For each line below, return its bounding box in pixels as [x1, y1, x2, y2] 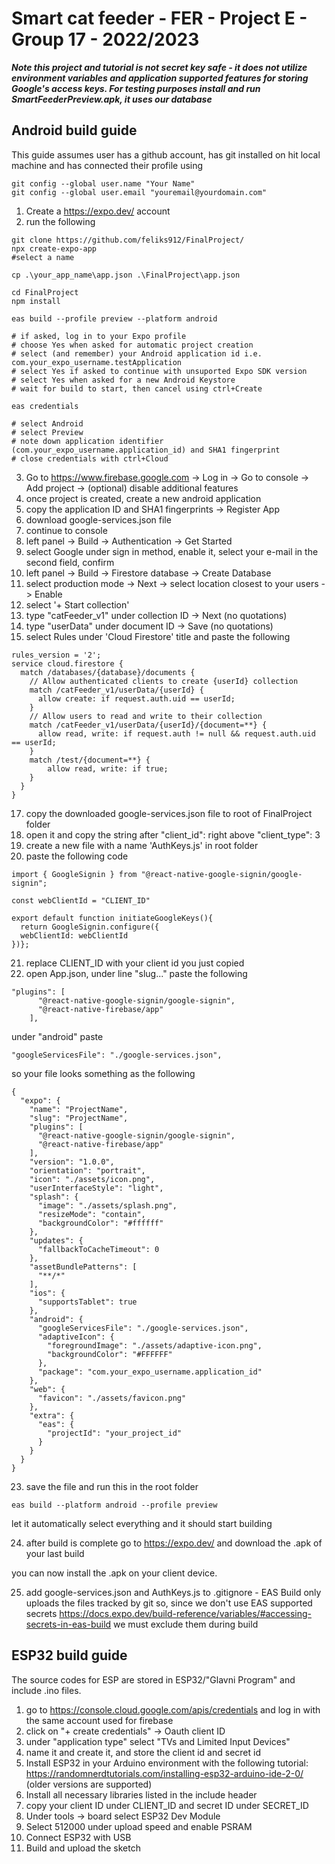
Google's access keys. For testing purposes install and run [11, 82, 261, 94]
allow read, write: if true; [47, 763, 169, 774]
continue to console [25, 524, 108, 536]
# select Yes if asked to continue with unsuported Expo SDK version [11, 366, 308, 376]
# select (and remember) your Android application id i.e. [11, 348, 263, 359]
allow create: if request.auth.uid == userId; [37, 693, 236, 704]
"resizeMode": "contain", [37, 1209, 146, 1219]
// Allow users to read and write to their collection [29, 711, 263, 721]
